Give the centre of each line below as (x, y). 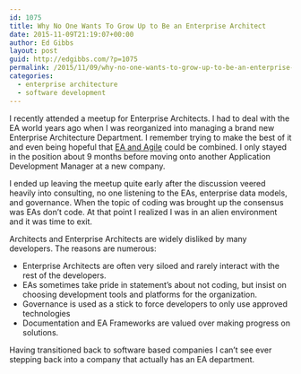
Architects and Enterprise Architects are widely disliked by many (128, 239)
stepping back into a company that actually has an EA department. (132, 359)
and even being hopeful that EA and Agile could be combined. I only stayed (148, 147)
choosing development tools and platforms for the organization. (140, 294)
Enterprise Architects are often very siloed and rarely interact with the (151, 265)
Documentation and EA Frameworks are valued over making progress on (156, 323)
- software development (61, 92)
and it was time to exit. (51, 222)
